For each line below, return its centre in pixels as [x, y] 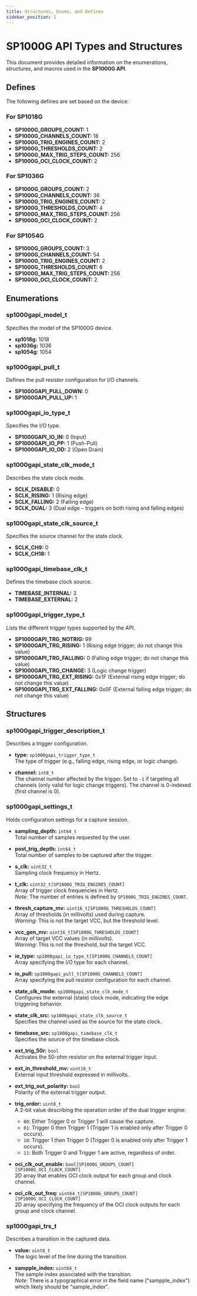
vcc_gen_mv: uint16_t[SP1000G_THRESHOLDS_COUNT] [77, 932]
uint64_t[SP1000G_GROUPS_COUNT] [98, 1193]
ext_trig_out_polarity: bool [47, 1086]
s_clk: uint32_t [33, 866]
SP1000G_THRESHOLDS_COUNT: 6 [59, 267]
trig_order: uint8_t [38, 1103]
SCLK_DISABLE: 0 [37, 489]
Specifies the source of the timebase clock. [67, 1039]
